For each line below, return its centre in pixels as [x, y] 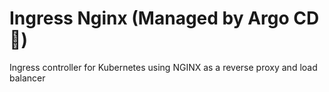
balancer [27, 78]
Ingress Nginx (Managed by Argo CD [164, 18]
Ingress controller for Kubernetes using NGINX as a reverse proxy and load [163, 67]
